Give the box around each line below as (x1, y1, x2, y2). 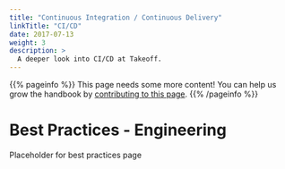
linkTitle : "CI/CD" (9, 21, 82, 30)
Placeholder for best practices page (9, 149, 142, 160)
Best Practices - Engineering (9, 120, 227, 140)
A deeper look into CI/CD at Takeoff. (17, 55, 163, 63)
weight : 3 (9, 38, 47, 47)
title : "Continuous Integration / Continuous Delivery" (9, 13, 222, 22)
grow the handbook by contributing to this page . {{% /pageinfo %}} (9, 89, 258, 99)
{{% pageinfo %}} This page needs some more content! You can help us (9, 80, 277, 89)
